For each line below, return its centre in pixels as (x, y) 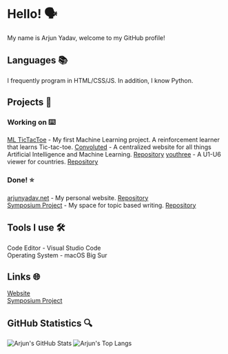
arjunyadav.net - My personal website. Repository (78, 197)
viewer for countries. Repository (53, 162)
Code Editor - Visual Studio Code (54, 248)
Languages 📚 (38, 60)
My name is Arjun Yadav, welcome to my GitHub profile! (86, 38)
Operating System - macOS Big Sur (58, 255)
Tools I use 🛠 (36, 228)
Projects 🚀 (30, 102)
